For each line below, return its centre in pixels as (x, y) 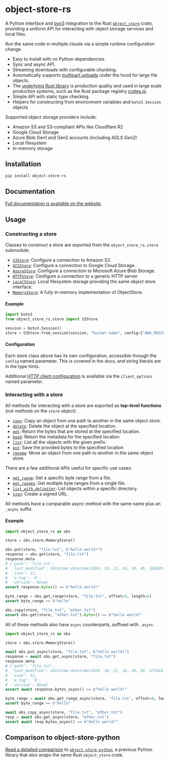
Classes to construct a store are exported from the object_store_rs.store (82, 245)
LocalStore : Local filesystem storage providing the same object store (84, 282)
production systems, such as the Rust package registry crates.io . (80, 91)
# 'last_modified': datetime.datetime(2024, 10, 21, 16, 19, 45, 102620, (85, 568)
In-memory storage (32, 148)
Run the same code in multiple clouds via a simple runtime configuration (80, 43)
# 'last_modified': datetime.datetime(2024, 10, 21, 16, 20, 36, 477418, (85, 671)
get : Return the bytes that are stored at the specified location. (76, 431)
